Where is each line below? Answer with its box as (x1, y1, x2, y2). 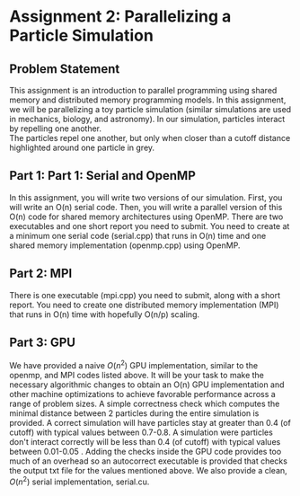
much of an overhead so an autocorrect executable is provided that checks (9, 456, 287, 466)
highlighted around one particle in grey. (9, 142, 155, 153)
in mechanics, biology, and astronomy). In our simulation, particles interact (9, 114, 286, 124)
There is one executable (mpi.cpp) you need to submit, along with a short (9, 289, 281, 300)
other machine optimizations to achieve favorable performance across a (9, 389, 276, 400)
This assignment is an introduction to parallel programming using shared (9, 85, 278, 95)
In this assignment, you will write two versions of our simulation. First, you (9, 191, 283, 203)
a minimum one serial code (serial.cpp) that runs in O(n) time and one (9, 230, 267, 241)
